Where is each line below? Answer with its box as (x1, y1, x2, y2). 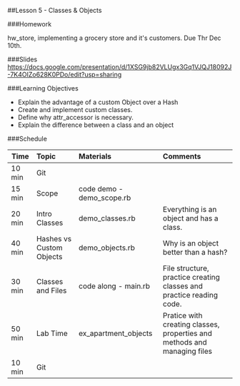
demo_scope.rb (78, 193, 131, 203)
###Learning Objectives (7, 84, 79, 92)
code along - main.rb (78, 281, 151, 291)
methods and (163, 337, 207, 347)
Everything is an (163, 205, 217, 214)
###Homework (7, 20, 52, 28)
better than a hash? (163, 248, 228, 257)
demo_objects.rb (78, 243, 136, 253)
